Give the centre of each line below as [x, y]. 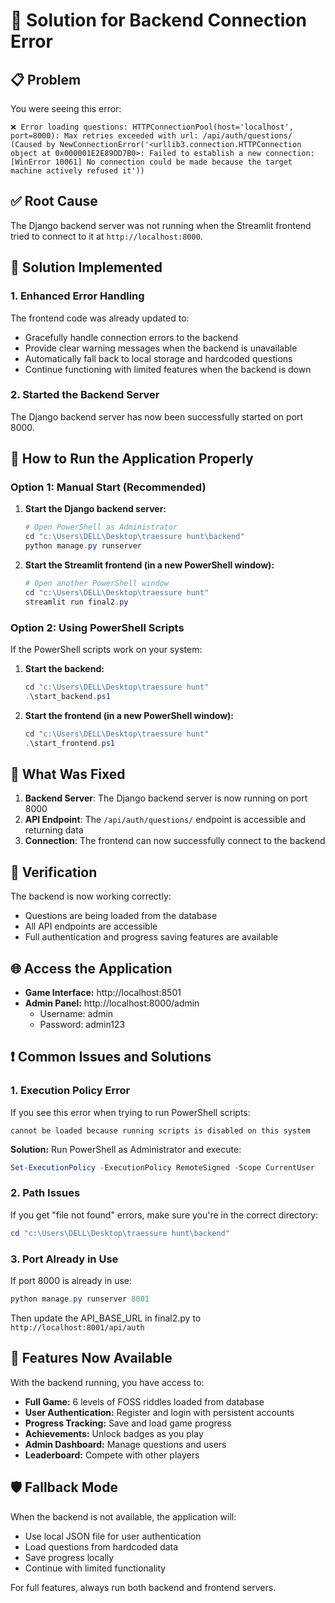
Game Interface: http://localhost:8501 [103, 992]
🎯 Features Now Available [91, 1358]
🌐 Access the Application [91, 968]
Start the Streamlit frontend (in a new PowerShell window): [149, 565]
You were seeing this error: [66, 108]
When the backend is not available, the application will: [123, 1516]
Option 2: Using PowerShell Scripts [97, 627]
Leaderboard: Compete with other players [112, 1455]
